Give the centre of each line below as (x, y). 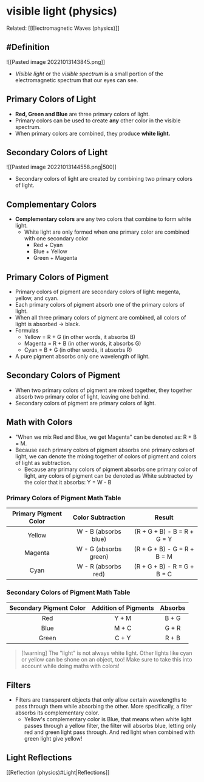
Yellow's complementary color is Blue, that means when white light (108, 719)
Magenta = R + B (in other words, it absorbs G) (83, 343)
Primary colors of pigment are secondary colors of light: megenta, (98, 292)
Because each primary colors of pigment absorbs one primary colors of (105, 450)
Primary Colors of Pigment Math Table (64, 498)
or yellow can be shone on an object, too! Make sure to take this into (107, 660)
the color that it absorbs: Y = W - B (68, 482)
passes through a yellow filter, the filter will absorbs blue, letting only (110, 726)
